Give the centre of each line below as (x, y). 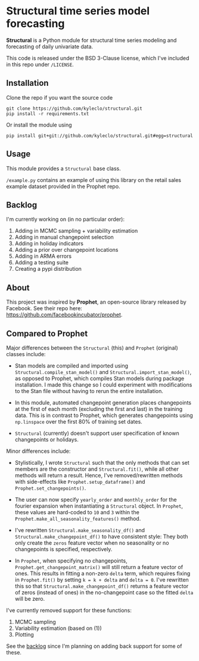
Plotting (24, 634)
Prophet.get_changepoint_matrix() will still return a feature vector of (99, 567)
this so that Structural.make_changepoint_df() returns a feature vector (102, 586)
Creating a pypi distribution (48, 269)
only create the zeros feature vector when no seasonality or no (92, 543)
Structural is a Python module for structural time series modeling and (91, 40)
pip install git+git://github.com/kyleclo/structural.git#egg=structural (100, 135)
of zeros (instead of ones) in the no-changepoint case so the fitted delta (104, 592)
